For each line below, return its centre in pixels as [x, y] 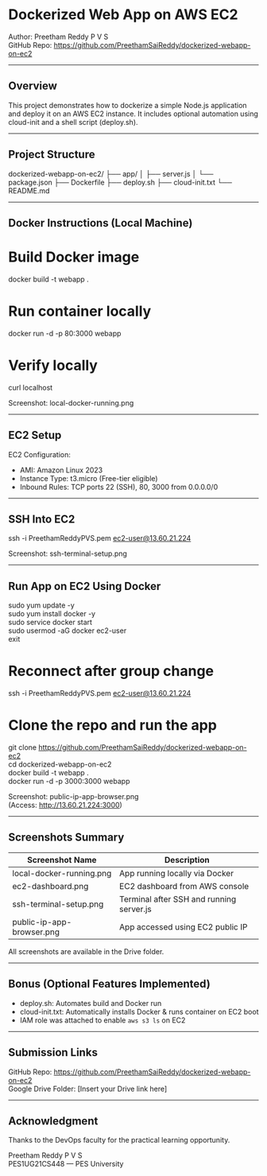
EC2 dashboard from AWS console [184, 886]
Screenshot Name [62, 860]
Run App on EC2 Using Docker [85, 586]
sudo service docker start [50, 623]
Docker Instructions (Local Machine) [101, 223]
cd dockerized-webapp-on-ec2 [60, 764]
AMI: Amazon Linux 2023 [61, 470]
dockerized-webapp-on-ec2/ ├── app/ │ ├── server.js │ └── [111, 173]
